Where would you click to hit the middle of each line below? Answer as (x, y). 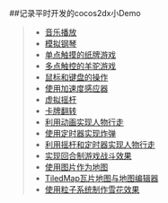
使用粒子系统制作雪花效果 (92, 190)
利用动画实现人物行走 (84, 122)
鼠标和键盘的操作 (76, 77)
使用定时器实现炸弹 (80, 133)
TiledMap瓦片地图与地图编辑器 (102, 178)
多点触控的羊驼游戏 (80, 66)
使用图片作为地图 (76, 167)
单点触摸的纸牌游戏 (80, 55)
